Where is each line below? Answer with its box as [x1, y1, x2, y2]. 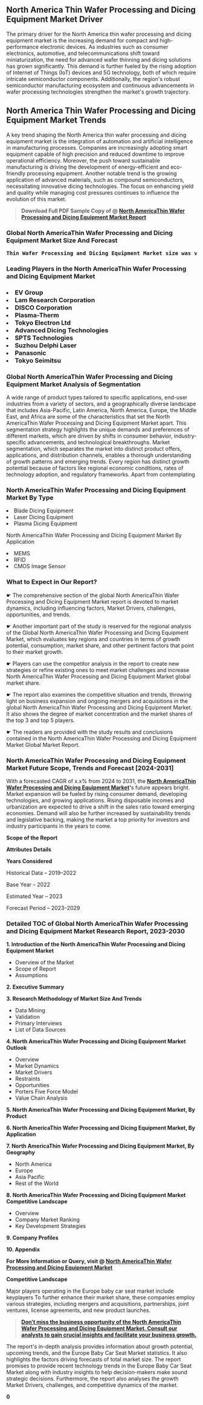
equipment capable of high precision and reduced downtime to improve [6, 150, 185, 158]
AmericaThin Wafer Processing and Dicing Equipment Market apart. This [6, 419, 187, 427]
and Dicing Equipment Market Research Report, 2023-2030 [6, 927, 185, 935]
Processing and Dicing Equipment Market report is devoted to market [6, 598, 179, 605]
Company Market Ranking [14, 1216, 80, 1223]
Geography [6, 1149, 35, 1156]
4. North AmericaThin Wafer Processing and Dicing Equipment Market [6, 1038, 186, 1045]
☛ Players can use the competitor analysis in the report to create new [6, 660, 179, 667]
